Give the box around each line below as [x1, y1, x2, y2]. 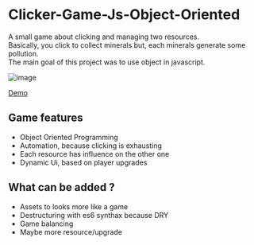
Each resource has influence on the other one [19, 149, 170, 158]
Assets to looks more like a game [19, 201, 129, 212]
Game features [8, 111, 83, 125]
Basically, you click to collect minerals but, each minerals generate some [8, 40, 246, 49]
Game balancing [19, 219, 74, 228]
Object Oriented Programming [19, 132, 119, 142]
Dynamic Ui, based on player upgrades [19, 157, 148, 167]
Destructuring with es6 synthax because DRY [19, 210, 169, 220]
